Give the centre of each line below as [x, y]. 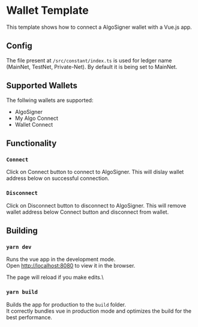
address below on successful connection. [58, 178]
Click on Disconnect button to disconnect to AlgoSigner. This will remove [96, 205]
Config [19, 46]
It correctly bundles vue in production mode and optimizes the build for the [99, 311]
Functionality [31, 143]
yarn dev [19, 247]
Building [22, 231]
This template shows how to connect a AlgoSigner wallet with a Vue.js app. [99, 27]
